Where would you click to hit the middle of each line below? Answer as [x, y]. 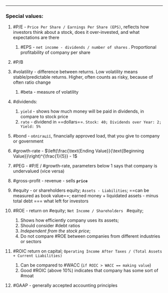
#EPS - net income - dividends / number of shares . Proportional [88, 47]
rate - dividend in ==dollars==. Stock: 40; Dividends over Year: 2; [91, 122]
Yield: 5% [31, 127]
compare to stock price [44, 117]
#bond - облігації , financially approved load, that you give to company [86, 136]
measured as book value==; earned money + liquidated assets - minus [85, 196]
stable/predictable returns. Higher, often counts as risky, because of [83, 77]
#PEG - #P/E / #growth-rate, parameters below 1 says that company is [85, 166]
